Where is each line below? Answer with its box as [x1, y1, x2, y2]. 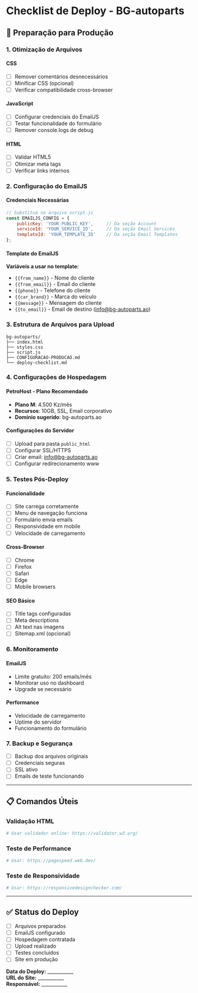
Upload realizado [14, 942, 57, 950]
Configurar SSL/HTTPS [14, 446, 71, 453]
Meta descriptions [14, 617, 59, 624]
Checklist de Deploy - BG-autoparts [6, 4, 184, 18]
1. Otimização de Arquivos [6, 45, 82, 54]
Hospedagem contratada [14, 936, 75, 943]
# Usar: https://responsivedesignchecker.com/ [6, 885, 123, 891]
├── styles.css [6, 344, 44, 350]
